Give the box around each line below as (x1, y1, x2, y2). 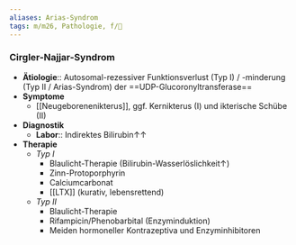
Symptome (22, 91, 65, 102)
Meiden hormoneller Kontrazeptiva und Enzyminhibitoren (49, 224, 261, 235)
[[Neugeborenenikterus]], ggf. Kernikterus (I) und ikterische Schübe (35, 100, 288, 111)
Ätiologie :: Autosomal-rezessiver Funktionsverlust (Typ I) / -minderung (22, 71, 286, 82)
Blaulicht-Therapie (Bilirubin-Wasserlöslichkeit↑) (49, 158, 230, 168)
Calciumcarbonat (49, 177, 113, 187)
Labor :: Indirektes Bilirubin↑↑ (35, 129, 148, 140)
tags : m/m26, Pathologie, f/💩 (9, 22, 123, 31)
